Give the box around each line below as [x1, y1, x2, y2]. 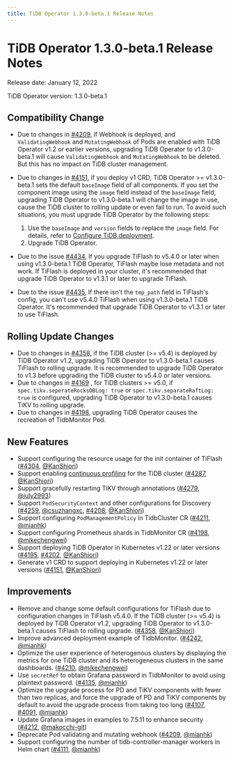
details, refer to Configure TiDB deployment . [27, 231, 155, 240]
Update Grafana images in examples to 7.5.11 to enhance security [17, 715, 204, 724]
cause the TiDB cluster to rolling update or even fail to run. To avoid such [17, 203, 227, 211]
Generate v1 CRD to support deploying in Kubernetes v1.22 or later [17, 558, 208, 566]
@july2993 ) [17, 492, 51, 499]
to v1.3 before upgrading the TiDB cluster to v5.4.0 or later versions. [17, 371, 212, 380]
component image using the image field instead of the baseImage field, [17, 188, 216, 197]
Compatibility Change [7, 112, 104, 123]
